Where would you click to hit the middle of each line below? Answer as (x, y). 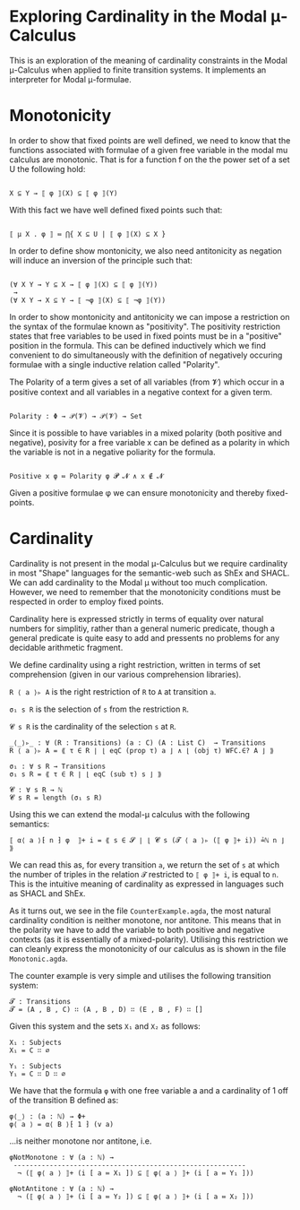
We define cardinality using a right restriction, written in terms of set (135, 664)
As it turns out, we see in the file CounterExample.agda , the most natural (140, 911)
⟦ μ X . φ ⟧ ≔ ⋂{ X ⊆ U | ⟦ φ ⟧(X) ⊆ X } (88, 234)
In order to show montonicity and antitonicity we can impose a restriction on (150, 316)
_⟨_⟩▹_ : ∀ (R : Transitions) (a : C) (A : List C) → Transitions (138, 743)
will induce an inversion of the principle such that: (101, 260)
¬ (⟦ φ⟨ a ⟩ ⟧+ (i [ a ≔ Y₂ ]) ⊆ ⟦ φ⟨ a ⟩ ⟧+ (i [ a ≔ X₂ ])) (136, 1197)
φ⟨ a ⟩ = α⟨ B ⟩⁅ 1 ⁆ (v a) (62, 1124)
